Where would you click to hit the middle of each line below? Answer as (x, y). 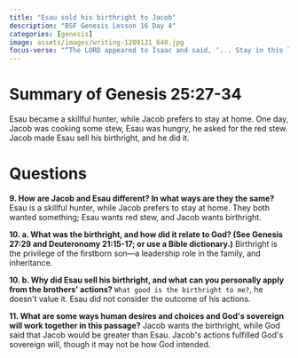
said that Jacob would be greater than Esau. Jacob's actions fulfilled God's (146, 335)
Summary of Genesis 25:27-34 (125, 95)
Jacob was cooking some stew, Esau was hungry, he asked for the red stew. (149, 129)
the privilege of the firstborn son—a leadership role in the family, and (135, 253)
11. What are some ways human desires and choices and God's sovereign (147, 316)
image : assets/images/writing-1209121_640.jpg (97, 42)
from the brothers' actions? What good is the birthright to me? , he (136, 289)
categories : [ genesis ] (51, 34)
